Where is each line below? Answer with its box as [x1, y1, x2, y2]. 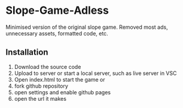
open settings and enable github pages [14, 88, 111, 96]
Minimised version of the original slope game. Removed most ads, [5, 23, 168, 31]
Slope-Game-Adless [5, 4, 109, 17]
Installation [5, 47, 48, 58]
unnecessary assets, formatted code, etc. [5, 29, 108, 37]
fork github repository [14, 82, 68, 89]
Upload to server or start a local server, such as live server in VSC [14, 70, 177, 77]
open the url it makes [14, 95, 67, 102]
